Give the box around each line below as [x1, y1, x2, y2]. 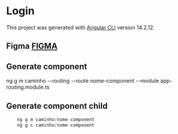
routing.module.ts [6, 83, 50, 91]
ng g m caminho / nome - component [17, 116, 95, 123]
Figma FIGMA [6, 41, 58, 51]
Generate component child [6, 101, 108, 111]
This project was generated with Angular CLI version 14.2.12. [6, 24, 155, 31]
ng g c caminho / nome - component [17, 122, 95, 128]
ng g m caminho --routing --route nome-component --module [6, 77, 159, 85]
